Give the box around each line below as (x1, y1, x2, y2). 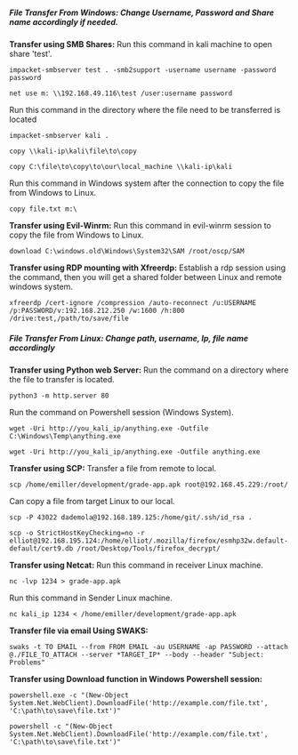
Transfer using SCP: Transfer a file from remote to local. (9, 462, 217, 473)
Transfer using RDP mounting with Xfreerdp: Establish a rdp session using (9, 262, 286, 273)
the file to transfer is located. (9, 373, 116, 384)
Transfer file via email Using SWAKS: (9, 625, 149, 636)
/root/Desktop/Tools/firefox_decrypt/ (77, 543, 221, 553)
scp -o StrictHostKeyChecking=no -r (9, 528, 145, 537)
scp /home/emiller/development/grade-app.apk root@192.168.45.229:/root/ (9, 480, 289, 489)
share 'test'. (9, 48, 52, 59)
